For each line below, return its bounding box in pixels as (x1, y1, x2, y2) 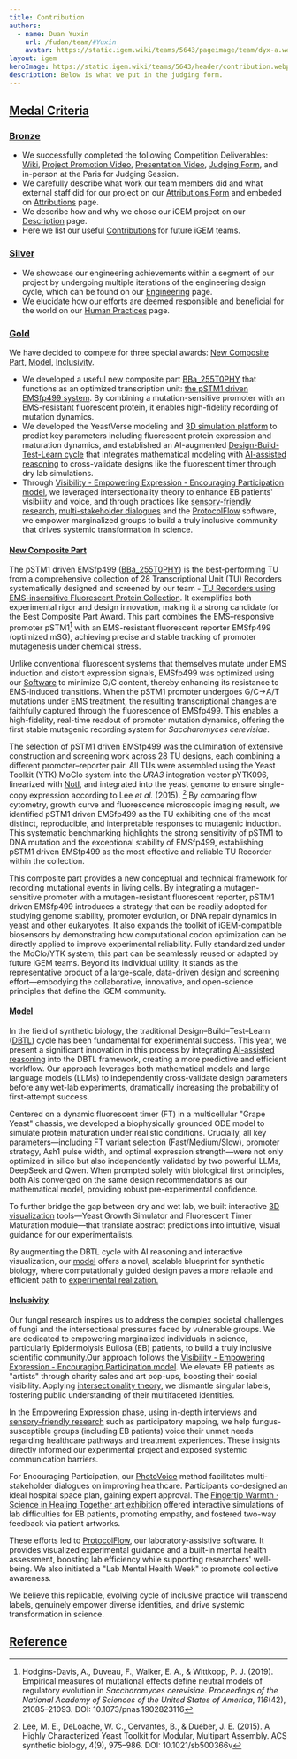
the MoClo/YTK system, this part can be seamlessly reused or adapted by (9, 948, 278, 959)
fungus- (251, 1416, 281, 1426)
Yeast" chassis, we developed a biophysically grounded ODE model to (9, 1117, 265, 1129)
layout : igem (9, 54, 57, 63)
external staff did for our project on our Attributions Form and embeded (21, 188, 283, 198)
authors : (9, 21, 42, 30)
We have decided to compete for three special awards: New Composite (9, 347, 270, 359)
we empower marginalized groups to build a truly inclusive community (21, 515, 278, 526)
